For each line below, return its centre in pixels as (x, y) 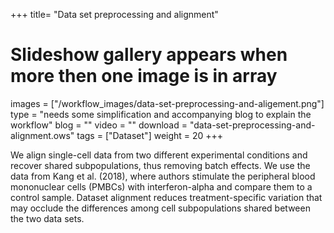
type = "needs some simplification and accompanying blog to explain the (161, 114)
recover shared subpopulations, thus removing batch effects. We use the (160, 165)
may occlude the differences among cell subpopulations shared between (160, 208)
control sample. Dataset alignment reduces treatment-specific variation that (166, 197)
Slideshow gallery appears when (149, 55)
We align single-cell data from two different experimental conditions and (159, 155)
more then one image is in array (144, 76)
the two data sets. (47, 218)
